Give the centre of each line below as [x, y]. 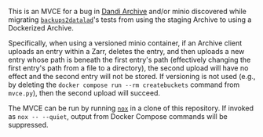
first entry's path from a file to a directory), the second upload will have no [128, 68]
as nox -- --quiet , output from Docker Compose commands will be [118, 116]
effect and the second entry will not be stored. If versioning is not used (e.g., [132, 76]
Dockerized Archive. [41, 28]
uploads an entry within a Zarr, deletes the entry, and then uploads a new [126, 51]
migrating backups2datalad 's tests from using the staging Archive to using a [130, 20]
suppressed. [28, 125]
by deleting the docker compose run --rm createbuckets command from [124, 85]
